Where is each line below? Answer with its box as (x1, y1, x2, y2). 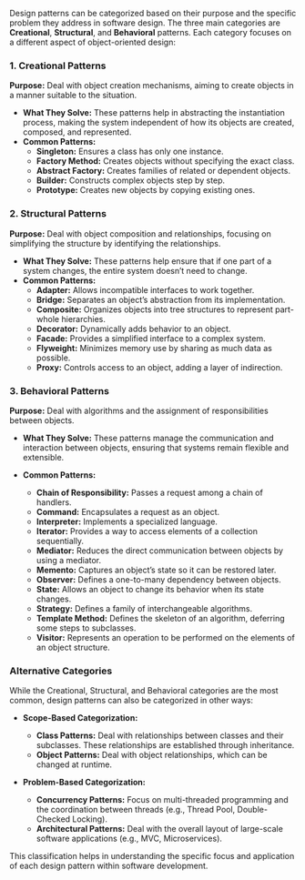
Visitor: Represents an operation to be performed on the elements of (36, 632, 296, 642)
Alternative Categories (9, 664, 113, 677)
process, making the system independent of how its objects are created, (22, 117, 295, 128)
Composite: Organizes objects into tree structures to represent (36, 304, 273, 315)
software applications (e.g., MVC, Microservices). (36, 833, 223, 845)
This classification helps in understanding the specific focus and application (9, 851, 295, 862)
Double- (237, 804, 269, 815)
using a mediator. (36, 554, 102, 565)
